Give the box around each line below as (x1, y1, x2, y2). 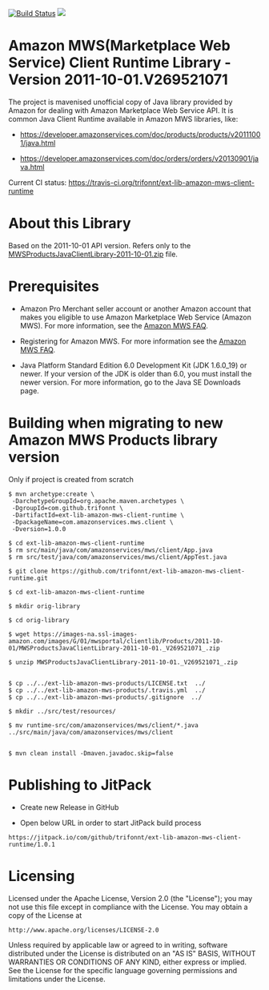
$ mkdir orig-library (8, 602, 81, 610)
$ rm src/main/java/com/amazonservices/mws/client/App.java (8, 545, 214, 554)
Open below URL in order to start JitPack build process (19, 818, 202, 827)
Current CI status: (8, 177, 67, 187)
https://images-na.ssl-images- (33, 630, 138, 638)
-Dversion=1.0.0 (11, 525, 66, 533)
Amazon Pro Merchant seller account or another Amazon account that (19, 304, 251, 313)
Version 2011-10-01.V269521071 (8, 70, 228, 89)
